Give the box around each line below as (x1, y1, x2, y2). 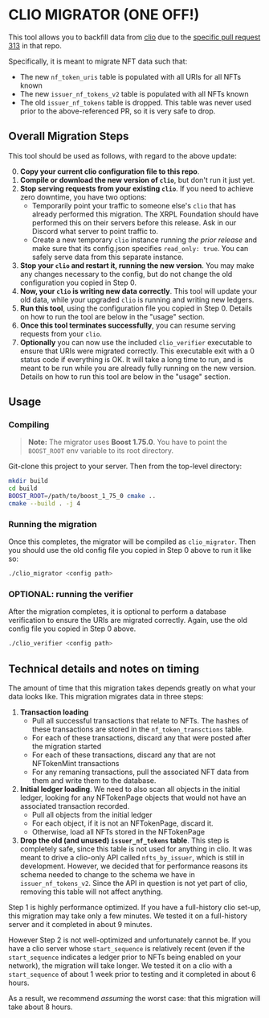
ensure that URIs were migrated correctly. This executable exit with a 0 (19, 346, 255, 356)
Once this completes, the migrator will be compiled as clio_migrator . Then (8, 537, 256, 546)
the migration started (31, 742, 102, 752)
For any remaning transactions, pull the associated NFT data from (31, 767, 250, 777)
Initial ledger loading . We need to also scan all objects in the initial (19, 785, 241, 794)
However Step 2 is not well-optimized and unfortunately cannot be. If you (8, 935, 251, 945)
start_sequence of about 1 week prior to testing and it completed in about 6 (8, 970, 256, 979)
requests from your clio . (19, 328, 103, 339)
